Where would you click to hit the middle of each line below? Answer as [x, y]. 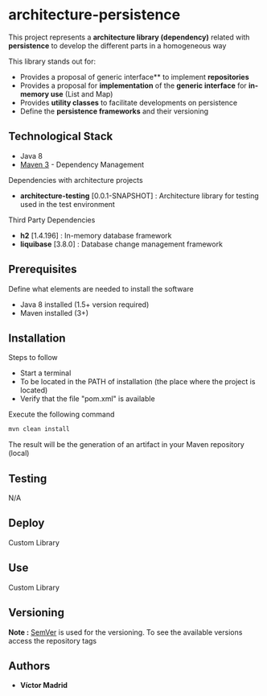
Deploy [27, 523]
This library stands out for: [52, 61]
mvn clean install [39, 429]
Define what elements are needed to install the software [101, 288]
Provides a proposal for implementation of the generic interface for [133, 85]
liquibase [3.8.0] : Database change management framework [121, 244]
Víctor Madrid [44, 686]
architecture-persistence [94, 15]
